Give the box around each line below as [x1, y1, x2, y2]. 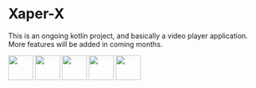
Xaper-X [8, 5, 65, 23]
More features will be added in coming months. [8, 39, 163, 48]
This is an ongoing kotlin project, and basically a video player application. [8, 31, 248, 40]
